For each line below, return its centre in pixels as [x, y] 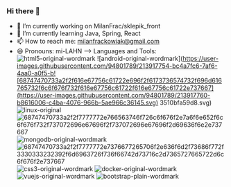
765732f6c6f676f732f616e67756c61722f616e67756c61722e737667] [115, 88]
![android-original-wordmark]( [140, 59]
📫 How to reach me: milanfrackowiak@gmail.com [88, 42]
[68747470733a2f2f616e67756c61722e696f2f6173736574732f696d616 [119, 81]
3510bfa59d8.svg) [186, 103]
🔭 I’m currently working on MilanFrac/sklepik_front [88, 26]
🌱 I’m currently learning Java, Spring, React [78, 33]
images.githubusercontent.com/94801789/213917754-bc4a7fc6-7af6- [117, 66]
